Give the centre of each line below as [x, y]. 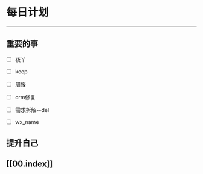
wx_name [27, 122]
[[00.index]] [30, 163]
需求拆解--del [32, 110]
